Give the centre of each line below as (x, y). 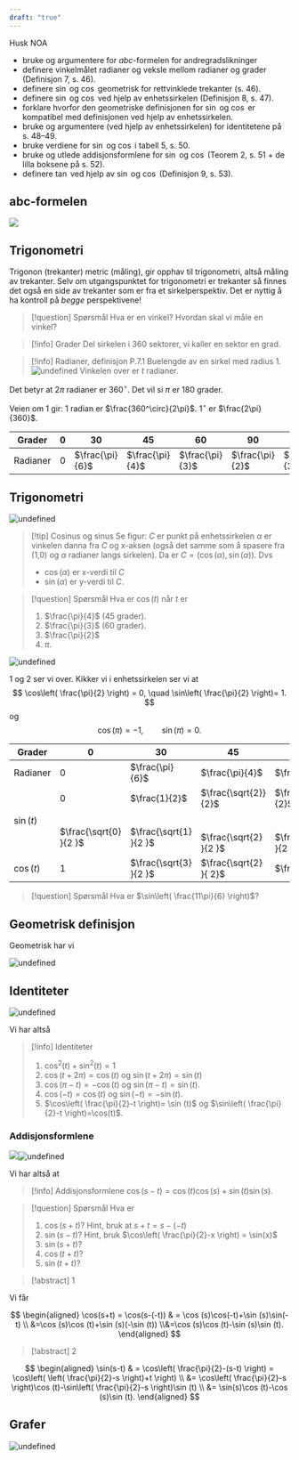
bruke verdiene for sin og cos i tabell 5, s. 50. (106, 145)
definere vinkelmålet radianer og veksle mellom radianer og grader (144, 69)
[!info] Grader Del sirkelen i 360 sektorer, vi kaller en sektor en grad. (156, 345)
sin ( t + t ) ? (62, 1263)
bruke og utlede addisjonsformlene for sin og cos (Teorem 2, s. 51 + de (153, 154)
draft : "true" (36, 17)
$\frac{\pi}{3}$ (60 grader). (95, 626)
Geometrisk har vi (42, 945)
